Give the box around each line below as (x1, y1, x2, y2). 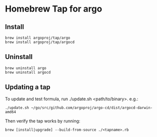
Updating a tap (5, 83, 51, 91)
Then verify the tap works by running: (5, 118, 80, 124)
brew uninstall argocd (5, 70, 51, 75)
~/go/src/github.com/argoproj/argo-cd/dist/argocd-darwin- (31, 105, 153, 110)
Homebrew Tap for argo (5, 3, 103, 15)
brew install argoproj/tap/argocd (5, 40, 75, 45)
